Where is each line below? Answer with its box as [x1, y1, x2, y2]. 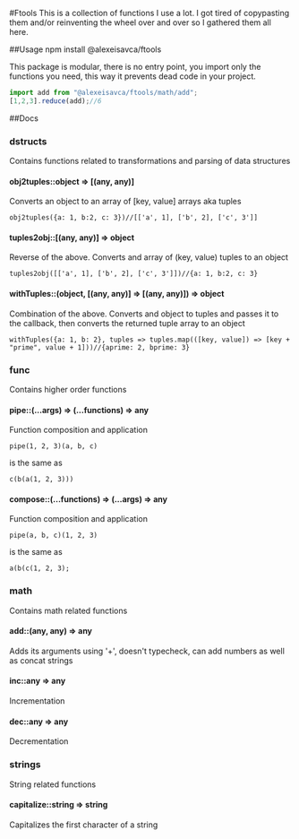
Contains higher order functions [9, 384, 127, 394]
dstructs [9, 134, 47, 147]
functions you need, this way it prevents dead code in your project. [9, 71, 257, 82]
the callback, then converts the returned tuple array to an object [9, 317, 246, 328]
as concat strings [9, 654, 73, 666]
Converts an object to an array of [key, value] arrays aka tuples [9, 196, 242, 207]
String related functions [9, 779, 97, 790]
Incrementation [9, 696, 65, 706]
